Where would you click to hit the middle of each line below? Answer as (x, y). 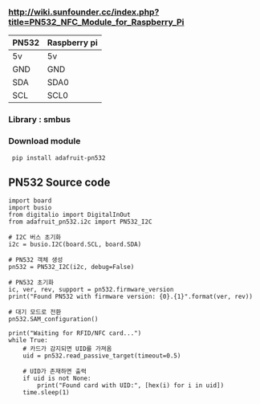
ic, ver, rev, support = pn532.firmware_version (91, 290)
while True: (28, 341)
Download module (45, 141)
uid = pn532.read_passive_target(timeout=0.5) (102, 356)
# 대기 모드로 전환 (35, 312)
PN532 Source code (59, 182)
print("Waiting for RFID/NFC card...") (75, 333)
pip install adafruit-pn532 (59, 158)
